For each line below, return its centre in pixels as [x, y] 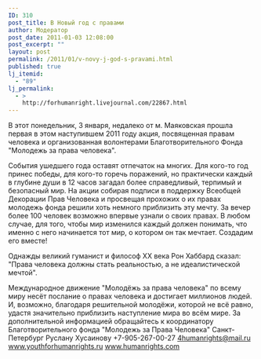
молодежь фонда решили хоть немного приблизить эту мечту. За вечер [129, 207]
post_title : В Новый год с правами [66, 23]
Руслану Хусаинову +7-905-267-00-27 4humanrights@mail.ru [148, 338]
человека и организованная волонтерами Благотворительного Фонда [125, 142]
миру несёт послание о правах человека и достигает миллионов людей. [130, 296]
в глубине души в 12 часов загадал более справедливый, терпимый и [125, 182]
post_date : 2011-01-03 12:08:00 [61, 37]
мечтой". [23, 273]
